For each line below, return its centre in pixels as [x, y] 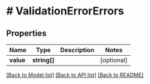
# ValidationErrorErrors [65, 11]
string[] [43, 60]
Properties [26, 33]
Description [77, 50]
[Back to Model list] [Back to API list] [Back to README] [75, 75]
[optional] [114, 60]
